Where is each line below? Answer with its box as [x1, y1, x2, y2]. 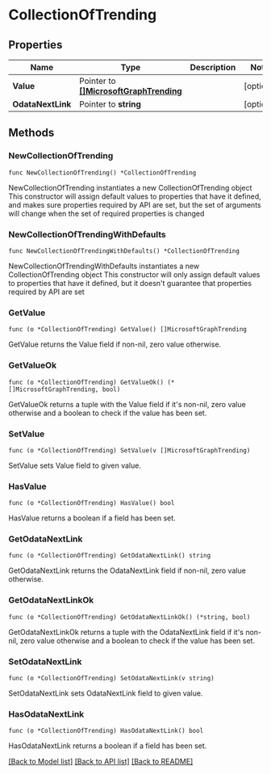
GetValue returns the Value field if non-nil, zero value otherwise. [8, 339, 222, 349]
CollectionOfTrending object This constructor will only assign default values [8, 269, 261, 280]
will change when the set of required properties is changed [8, 208, 205, 218]
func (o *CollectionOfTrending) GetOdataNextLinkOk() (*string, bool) [8, 612, 251, 621]
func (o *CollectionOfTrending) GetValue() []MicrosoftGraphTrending [8, 326, 248, 334]
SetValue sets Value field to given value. [8, 461, 141, 470]
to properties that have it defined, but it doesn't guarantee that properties [8, 278, 252, 288]
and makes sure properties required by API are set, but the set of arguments [8, 200, 261, 209]
